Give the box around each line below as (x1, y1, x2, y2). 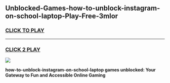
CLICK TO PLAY (5, 27, 45, 34)
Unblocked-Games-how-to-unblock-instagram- (5, 4, 160, 13)
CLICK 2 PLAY (5, 46, 40, 53)
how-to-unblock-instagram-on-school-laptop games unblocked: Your (5, 66, 156, 72)
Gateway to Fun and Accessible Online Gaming (5, 72, 106, 78)
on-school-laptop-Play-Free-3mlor (5, 12, 118, 21)
